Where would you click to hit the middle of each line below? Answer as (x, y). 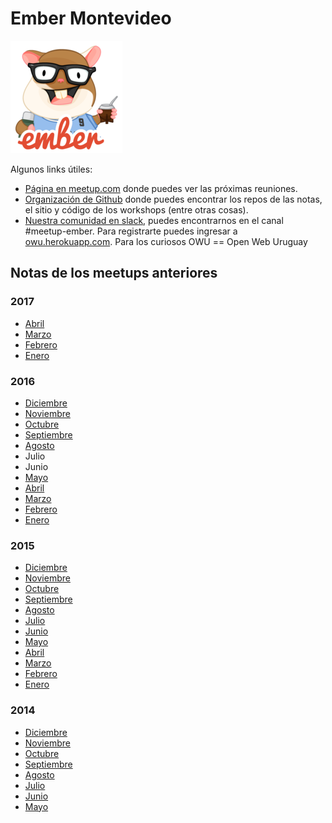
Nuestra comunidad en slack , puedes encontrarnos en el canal (154, 220)
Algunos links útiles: (51, 169)
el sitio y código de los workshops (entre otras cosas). (136, 209)
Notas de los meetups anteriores (114, 273)
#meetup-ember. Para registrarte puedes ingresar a (131, 231)
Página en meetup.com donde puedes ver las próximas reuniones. (161, 188)
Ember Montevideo (91, 18)
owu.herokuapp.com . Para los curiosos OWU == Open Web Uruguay (166, 241)
